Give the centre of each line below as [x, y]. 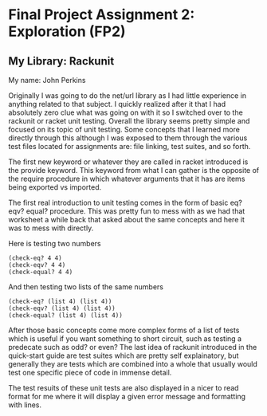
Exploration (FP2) [67, 31]
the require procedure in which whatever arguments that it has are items [127, 179]
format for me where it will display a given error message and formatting [127, 396]
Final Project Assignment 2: [102, 15]
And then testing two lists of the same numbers [86, 287]
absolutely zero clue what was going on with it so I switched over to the [126, 112]
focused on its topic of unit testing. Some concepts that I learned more [124, 130]
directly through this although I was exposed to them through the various [128, 138]
